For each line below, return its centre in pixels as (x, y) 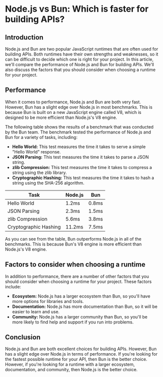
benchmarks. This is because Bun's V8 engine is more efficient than (73, 244)
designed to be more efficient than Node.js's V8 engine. (61, 117)
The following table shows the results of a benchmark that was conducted (79, 127)
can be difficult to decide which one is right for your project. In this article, (79, 59)
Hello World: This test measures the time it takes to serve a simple (79, 147)
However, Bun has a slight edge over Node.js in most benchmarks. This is (79, 107)
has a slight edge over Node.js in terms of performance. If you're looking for (81, 354)
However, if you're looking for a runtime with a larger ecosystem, (70, 364)
